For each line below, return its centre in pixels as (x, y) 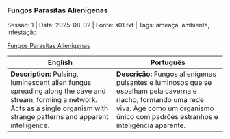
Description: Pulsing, (44, 74)
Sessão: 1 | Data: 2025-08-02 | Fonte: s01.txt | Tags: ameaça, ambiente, (108, 25)
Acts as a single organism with (59, 108)
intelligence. (30, 125)
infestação (22, 32)
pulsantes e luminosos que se (164, 83)
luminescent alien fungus (51, 83)
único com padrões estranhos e (167, 117)
